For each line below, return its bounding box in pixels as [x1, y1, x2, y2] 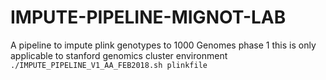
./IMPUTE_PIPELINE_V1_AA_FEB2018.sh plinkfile [10, 60, 208, 70]
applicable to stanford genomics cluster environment [10, 49, 228, 61]
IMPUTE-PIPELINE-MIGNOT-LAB [10, 6, 287, 29]
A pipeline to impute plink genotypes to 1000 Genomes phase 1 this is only [10, 39, 317, 51]
